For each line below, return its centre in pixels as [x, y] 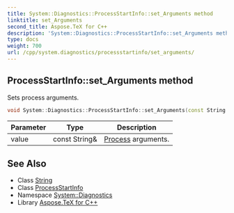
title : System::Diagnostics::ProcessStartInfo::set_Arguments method [110, 14]
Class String [35, 180]
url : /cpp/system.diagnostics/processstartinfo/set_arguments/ [101, 53]
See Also [27, 163]
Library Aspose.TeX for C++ [57, 203]
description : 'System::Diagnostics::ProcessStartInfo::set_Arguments [110, 33]
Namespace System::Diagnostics [65, 195]
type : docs [23, 40]
